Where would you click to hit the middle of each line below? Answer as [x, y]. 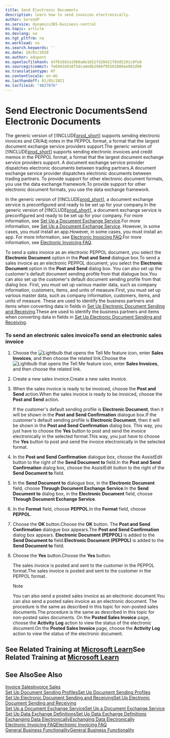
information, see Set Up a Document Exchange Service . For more [73, 221]
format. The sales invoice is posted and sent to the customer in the [82, 571]
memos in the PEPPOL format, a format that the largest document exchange [84, 157]
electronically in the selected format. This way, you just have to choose [86, 436]
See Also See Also [34, 675]
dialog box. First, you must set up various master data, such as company [81, 284]
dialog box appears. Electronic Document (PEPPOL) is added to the [84, 535]
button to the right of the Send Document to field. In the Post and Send [87, 462]
